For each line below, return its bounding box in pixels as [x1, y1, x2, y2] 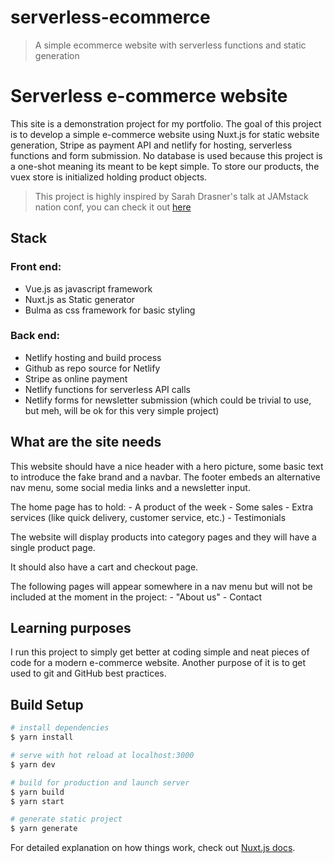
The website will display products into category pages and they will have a [10, 531, 317, 543]
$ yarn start [10, 796, 65, 806]
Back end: [10, 329, 61, 343]
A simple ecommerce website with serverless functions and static [34, 39, 307, 51]
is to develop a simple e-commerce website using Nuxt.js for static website [10, 128, 320, 140]
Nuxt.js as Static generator [24, 293, 135, 305]
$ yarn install [10, 732, 74, 743]
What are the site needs [10, 434, 162, 451]
